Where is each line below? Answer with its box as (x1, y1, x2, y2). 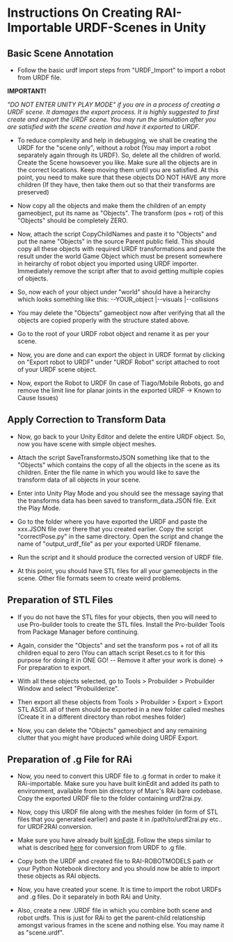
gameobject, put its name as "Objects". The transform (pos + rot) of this (17, 209, 224, 217)
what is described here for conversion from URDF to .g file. (17, 844, 186, 852)
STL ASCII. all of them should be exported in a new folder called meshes (17, 705, 225, 713)
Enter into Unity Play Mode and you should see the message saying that (17, 489, 224, 497)
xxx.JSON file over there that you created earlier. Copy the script (17, 524, 203, 533)
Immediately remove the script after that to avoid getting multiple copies (17, 267, 224, 275)
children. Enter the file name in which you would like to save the (17, 468, 200, 476)
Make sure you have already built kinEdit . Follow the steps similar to (17, 836, 211, 844)
